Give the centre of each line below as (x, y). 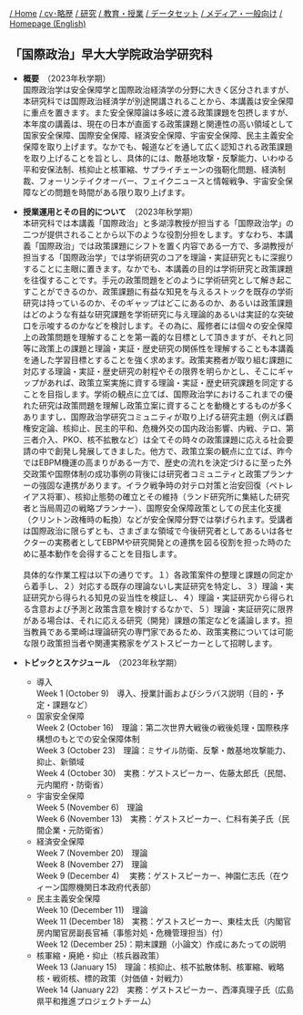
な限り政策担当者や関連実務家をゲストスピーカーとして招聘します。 (150, 643)
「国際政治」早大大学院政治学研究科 (111, 54)
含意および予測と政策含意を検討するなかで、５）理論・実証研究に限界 (162, 608)
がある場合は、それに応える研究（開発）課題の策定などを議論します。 (153, 620)
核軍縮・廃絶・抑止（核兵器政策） (100, 955)
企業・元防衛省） (76, 830)
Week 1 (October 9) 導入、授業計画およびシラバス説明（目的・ (156, 693)
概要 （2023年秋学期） (66, 78)
